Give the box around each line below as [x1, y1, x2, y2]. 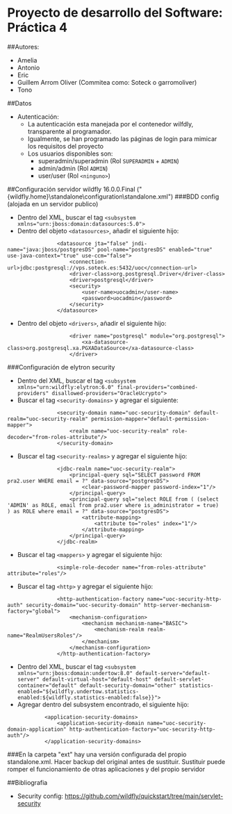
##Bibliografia [7, 778, 48, 786]
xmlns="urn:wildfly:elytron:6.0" [17, 383, 115, 390]
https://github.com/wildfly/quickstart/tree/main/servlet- [65, 792, 224, 800]
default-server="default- [135, 670, 210, 676]
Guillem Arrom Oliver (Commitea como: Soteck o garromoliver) [17, 78, 197, 86]
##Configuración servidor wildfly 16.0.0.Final [7, 185, 135, 193]
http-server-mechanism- [143, 601, 213, 608]
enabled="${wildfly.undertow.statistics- [17, 688, 139, 695]
